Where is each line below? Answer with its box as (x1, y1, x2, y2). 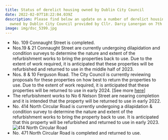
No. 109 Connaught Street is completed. (12, 39, 95, 45)
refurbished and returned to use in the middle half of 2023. (12, 66, 134, 72)
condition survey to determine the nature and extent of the (12, 108, 133, 115)
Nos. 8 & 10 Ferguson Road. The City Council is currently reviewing (12, 71, 151, 77)
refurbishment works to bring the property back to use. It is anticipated (12, 114, 159, 120)
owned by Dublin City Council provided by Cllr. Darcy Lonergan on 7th (9, 21, 162, 26)
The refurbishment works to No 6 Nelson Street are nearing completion (12, 93, 159, 99)
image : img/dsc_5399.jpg (5, 26, 57, 31)
